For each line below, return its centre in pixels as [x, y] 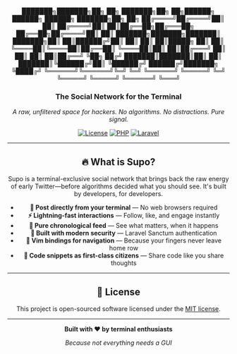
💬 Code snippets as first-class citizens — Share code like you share [124, 256]
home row [124, 248]
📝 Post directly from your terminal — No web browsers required [124, 207]
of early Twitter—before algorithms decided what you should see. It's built [119, 186]
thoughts [124, 263]
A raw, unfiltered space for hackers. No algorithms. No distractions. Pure [119, 112]
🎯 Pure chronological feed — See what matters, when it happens [124, 226]
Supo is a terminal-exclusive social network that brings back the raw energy [119, 179]
